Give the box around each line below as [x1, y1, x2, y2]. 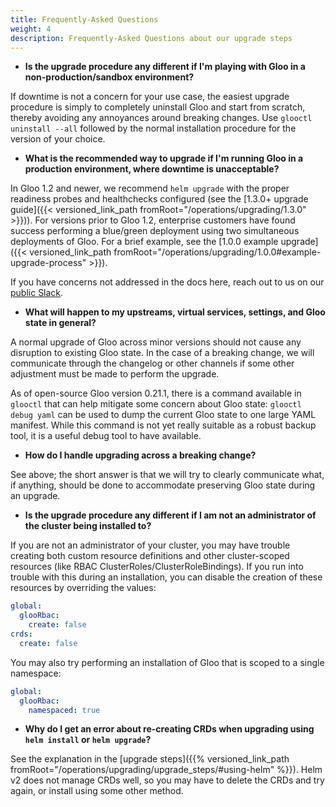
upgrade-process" [10, 257, 87, 269]
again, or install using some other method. [10, 785, 184, 797]
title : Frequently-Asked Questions [10, 14, 159, 25]
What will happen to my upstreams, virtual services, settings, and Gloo [24, 306, 326, 318]
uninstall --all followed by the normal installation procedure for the [10, 122, 297, 135]
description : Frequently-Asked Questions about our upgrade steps [10, 33, 293, 43]
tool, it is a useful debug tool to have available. [10, 430, 202, 442]
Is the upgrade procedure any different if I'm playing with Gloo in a [24, 61, 306, 73]
